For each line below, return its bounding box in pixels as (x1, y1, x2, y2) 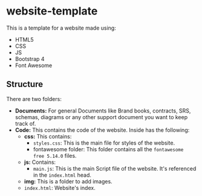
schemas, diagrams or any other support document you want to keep (15, 113, 188, 120)
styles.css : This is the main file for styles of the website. (33, 139, 175, 146)
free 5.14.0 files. (33, 152, 77, 159)
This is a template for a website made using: (6, 24, 116, 31)
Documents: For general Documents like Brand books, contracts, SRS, (15, 107, 191, 114)
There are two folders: (6, 95, 62, 102)
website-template (6, 4, 98, 18)
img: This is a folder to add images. (24, 177, 113, 185)
